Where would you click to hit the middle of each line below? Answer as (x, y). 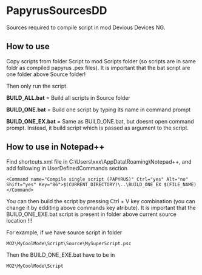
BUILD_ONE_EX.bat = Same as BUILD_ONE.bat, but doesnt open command (100, 121)
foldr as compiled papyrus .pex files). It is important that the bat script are (98, 68)
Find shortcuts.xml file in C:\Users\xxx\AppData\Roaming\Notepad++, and (99, 161)
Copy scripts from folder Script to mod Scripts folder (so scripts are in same (101, 61)
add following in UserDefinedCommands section (67, 168)
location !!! (19, 220)
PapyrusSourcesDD (57, 11)
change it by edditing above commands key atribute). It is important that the (101, 207)
